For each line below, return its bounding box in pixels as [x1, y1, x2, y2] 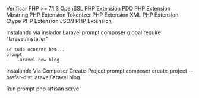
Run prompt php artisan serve [6, 85, 79, 92]
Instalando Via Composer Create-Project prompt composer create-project [6, 67, 187, 74]
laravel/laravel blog [33, 74, 80, 80]
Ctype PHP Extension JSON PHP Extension [6, 18, 112, 24]
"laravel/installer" [6, 35, 49, 42]
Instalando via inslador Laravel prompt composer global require [6, 29, 162, 36]
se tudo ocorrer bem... [6, 47, 65, 53]
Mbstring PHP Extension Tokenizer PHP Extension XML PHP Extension [6, 11, 179, 18]
